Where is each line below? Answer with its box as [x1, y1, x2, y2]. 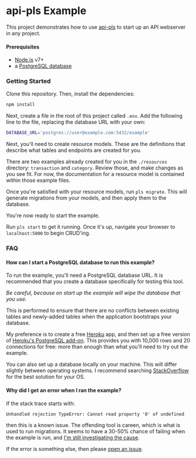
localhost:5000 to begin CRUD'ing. [6, 230, 91, 237]
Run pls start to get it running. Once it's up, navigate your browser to [6, 223, 176, 230]
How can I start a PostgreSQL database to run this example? [6, 259, 155, 266]
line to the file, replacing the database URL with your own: [6, 118, 146, 125]
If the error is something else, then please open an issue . [6, 445, 143, 452]
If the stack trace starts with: [6, 400, 75, 407]
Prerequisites [6, 43, 40, 50]
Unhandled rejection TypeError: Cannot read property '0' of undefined [6, 411, 184, 417]
